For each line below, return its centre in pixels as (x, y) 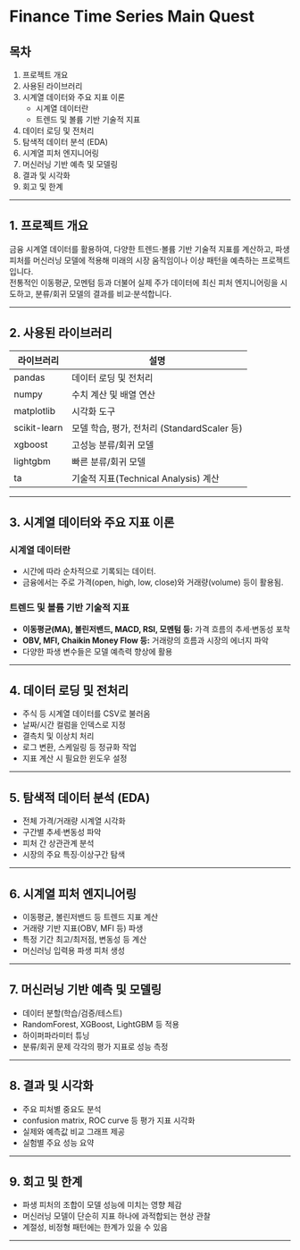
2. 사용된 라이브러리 (61, 333)
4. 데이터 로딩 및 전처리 (69, 691)
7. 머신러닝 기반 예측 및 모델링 (86, 990)
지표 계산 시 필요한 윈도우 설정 (75, 758)
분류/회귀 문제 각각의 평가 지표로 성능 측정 (95, 1046)
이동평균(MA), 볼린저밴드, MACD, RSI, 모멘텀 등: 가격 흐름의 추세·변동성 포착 (156, 629)
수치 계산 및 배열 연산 (113, 394)
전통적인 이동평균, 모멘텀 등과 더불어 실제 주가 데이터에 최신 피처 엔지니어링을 (144, 283)
